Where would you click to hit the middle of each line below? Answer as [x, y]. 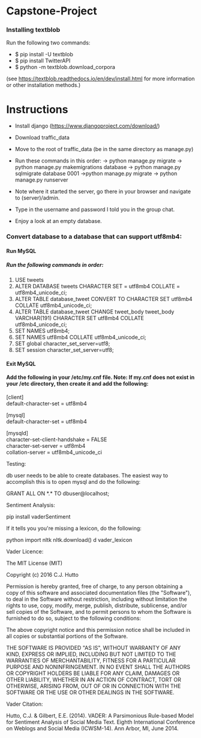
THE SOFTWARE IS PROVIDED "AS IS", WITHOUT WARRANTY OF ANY [94, 647]
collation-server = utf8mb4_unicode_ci [54, 452]
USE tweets [29, 279]
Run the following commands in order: [55, 264]
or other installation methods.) [43, 85]
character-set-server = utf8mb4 [46, 445]
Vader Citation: [25, 704]
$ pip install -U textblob [44, 55]
